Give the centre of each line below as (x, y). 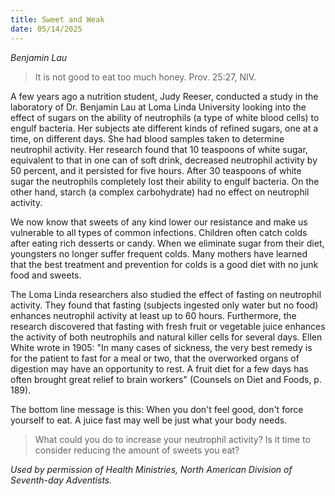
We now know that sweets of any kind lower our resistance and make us (159, 222)
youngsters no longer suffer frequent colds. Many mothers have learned (159, 253)
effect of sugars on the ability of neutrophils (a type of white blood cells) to (165, 117)
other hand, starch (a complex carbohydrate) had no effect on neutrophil (160, 192)
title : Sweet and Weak (57, 19)
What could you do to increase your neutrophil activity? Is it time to (172, 439)
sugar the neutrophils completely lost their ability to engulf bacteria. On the (165, 181)
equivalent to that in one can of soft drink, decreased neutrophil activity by (164, 160)
